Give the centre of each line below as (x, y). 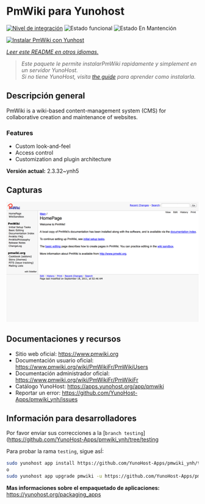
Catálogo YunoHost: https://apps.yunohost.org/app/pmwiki (90, 386)
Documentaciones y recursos (63, 339)
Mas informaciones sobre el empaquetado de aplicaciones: (83, 488)
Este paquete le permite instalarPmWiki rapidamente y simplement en (109, 64)
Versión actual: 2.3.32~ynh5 (43, 171)
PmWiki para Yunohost (66, 11)
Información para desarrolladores (72, 419)
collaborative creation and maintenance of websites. (72, 117)
